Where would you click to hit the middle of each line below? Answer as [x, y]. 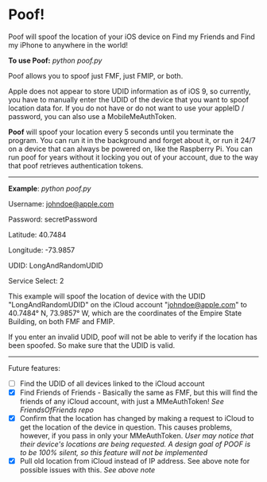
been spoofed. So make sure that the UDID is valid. [92, 345]
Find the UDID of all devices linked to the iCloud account [112, 384]
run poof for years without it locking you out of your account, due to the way [133, 157]
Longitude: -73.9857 [42, 250]
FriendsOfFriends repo [56, 410]
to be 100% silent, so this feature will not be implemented [114, 453]
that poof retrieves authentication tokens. [76, 165]
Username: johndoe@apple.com [61, 203]
